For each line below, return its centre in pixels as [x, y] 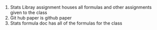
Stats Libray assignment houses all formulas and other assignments [81, 7]
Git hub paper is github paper [41, 18]
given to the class [28, 12]
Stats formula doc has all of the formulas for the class [66, 23]
